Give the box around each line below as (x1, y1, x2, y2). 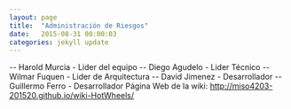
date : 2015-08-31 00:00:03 (9, 29, 117, 38)
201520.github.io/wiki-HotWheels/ (9, 90, 135, 101)
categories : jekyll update (9, 37, 109, 47)
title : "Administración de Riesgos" (9, 21, 149, 30)
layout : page (9, 12, 58, 22)
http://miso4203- (209, 81, 273, 91)
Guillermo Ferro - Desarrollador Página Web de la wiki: (9, 81, 208, 91)
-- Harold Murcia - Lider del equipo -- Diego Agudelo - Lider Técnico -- (9, 62, 271, 73)
